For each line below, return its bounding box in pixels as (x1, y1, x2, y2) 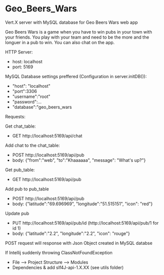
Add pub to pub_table (5, 186, 49, 192)
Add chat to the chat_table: (5, 142, 60, 148)
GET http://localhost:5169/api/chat (12, 133, 82, 138)
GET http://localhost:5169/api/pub (12, 176, 82, 182)
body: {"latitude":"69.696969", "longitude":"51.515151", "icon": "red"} (12, 201, 153, 207)
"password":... (12, 98, 42, 104)
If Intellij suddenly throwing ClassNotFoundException (5, 249, 113, 255)
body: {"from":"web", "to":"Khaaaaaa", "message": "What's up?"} (12, 157, 146, 163)
